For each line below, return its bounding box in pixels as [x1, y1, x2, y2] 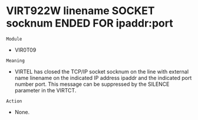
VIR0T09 [14, 46, 37, 54]
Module [6, 36, 22, 42]
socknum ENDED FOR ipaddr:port [6, 16, 173, 30]
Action [6, 98, 22, 104]
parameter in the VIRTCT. [14, 86, 77, 94]
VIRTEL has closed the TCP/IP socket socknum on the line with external [14, 68, 189, 75]
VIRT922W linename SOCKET [6, 4, 155, 18]
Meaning [6, 58, 25, 64]
